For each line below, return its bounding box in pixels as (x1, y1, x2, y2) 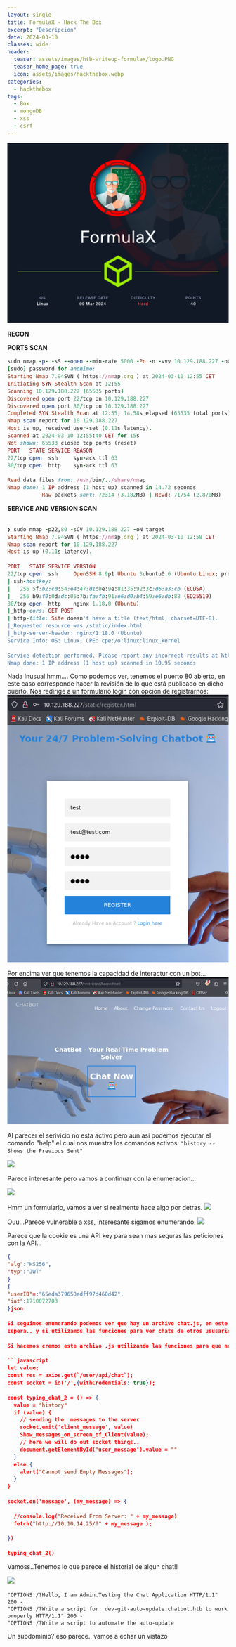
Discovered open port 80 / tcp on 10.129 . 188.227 (7, 403, 150, 410)
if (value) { (13, 1409, 52, 1416)
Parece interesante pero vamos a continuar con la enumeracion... (7, 1174, 197, 1183)
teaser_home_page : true (13, 63, 83, 70)
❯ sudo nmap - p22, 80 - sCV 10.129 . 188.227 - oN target (7, 526, 165, 533)
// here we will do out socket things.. (20, 1439, 140, 1446)
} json (7, 1306, 23, 1313)
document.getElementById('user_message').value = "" (20, 1446, 178, 1453)
